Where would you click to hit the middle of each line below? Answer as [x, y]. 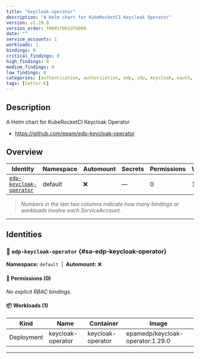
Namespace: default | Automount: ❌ [54, 264]
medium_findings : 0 [30, 67]
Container [104, 323]
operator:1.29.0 [148, 341]
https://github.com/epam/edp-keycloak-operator [75, 133]
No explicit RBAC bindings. [39, 291]
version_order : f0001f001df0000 [46, 28]
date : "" [17, 34]
